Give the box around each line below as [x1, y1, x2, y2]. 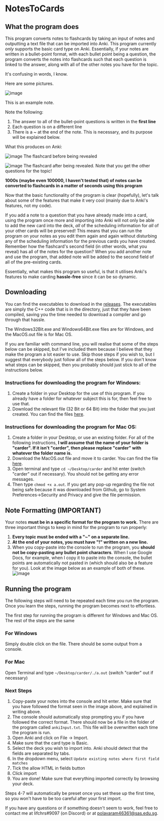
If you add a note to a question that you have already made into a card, [5, 212, 148, 218]
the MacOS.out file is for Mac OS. [5, 331, 72, 337]
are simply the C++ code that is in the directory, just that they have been [5, 306, 151, 312]
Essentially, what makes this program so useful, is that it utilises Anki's [5, 268, 147, 274]
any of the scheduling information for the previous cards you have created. [5, 238, 156, 244]
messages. [12, 477, 35, 482]
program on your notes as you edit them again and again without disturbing [5, 233, 157, 238]
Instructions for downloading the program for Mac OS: [5, 424, 137, 430]
